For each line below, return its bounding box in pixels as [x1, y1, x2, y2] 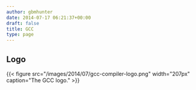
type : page [6, 32, 34, 38]
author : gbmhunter [6, 9, 53, 15]
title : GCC [6, 26, 34, 32]
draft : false [6, 20, 40, 26]
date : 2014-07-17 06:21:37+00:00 [6, 15, 91, 21]
